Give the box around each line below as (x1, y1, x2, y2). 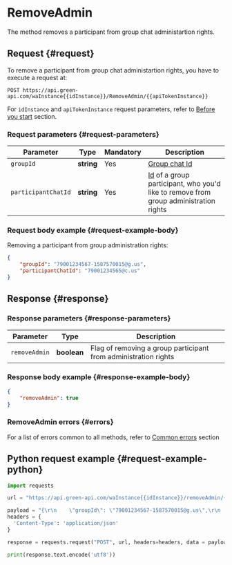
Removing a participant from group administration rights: (7, 241, 168, 249)
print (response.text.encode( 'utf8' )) (7, 551, 116, 558)
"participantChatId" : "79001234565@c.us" (19, 267, 140, 274)
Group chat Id (148, 159, 193, 169)
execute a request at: (7, 73, 68, 82)
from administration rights (90, 352, 175, 361)
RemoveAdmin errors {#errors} (7, 417, 114, 427)
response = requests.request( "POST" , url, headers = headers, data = (7, 539, 206, 546)
